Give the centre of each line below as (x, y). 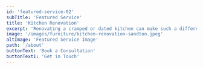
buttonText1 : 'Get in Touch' (43, 56)
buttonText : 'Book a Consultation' (51, 51)
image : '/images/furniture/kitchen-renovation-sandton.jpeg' (85, 34)
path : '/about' (25, 46)
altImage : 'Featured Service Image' (52, 40)
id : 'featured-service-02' (40, 12)
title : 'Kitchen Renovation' (43, 23)
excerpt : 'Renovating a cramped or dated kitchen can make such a (92, 28)
